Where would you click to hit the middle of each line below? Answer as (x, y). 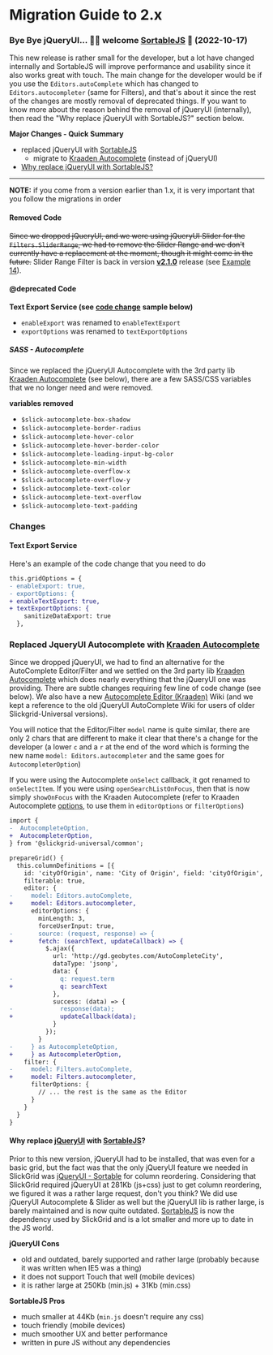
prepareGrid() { (36, 858)
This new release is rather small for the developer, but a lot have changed (132, 58)
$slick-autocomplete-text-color (75, 489)
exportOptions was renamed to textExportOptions (105, 331)
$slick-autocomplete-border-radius (81, 428)
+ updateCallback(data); (73, 1016)
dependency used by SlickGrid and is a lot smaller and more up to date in (131, 1219)
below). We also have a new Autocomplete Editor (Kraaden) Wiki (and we (131, 697)
